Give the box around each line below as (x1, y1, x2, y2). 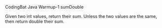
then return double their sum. (5, 19, 65, 24)
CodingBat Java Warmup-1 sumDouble (5, 4, 84, 10)
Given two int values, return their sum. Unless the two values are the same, (5, 14, 158, 19)
